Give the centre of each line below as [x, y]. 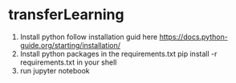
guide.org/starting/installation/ [70, 45]
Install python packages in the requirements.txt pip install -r [118, 53]
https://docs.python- [194, 37]
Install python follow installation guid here [89, 37]
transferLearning [66, 15]
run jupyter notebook [55, 70]
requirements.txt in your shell [68, 62]
